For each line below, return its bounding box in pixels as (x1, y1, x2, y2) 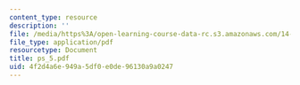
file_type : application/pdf (9, 37, 114, 47)
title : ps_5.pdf (9, 54, 70, 63)
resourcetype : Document (9, 46, 98, 55)
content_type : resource (9, 12, 98, 22)
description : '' (9, 21, 70, 30)
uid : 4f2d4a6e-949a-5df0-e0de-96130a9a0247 (9, 63, 174, 72)
